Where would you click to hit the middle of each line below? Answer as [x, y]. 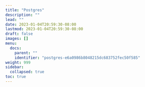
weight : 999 [18, 62]
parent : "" [26, 53]
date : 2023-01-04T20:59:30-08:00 [41, 24]
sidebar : [15, 67]
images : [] [17, 39]
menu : [11, 43]
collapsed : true [27, 72]
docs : [16, 48]
